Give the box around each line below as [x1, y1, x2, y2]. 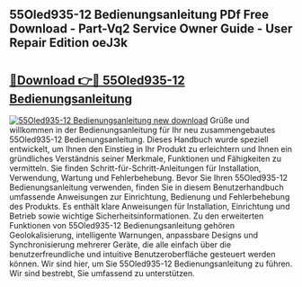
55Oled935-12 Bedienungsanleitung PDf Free [9, 7, 270, 22]
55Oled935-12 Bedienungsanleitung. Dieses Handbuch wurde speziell [9, 134, 269, 145]
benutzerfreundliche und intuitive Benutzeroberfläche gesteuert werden [9, 249, 276, 259]
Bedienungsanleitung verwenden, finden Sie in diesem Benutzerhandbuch [9, 182, 285, 193]
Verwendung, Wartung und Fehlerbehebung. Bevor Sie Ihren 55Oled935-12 [9, 173, 288, 183]
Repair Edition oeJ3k [9, 35, 129, 50]
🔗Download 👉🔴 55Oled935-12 [9, 72, 186, 88]
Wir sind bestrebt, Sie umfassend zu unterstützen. [9, 268, 195, 278]
